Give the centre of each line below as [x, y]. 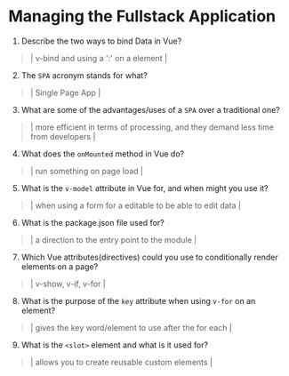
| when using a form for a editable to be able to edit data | [136, 205]
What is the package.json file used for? [93, 222]
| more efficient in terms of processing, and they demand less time [152, 127]
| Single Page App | [65, 92]
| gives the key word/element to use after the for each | [131, 327]
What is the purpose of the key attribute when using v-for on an [138, 300]
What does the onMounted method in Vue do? [102, 154]
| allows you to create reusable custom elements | [121, 362]
